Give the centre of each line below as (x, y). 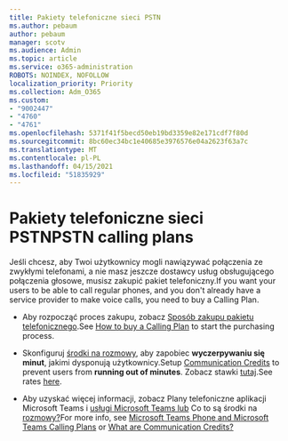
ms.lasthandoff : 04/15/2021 (61, 166)
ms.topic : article (43, 59)
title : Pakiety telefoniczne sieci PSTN (85, 17)
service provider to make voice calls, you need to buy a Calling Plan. (134, 300)
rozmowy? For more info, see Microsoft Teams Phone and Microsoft (145, 418)
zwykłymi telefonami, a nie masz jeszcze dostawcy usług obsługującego (142, 271)
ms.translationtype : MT (53, 149)
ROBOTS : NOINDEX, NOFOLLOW (59, 76)
